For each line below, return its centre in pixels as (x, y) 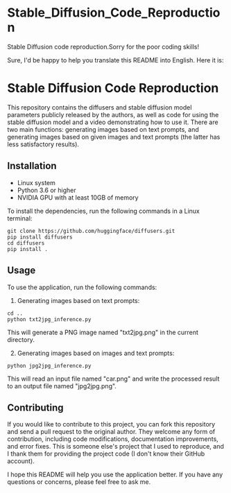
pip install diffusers (40, 237)
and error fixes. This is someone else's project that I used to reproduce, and (115, 447)
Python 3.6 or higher (46, 190)
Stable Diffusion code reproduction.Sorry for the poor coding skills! (103, 46)
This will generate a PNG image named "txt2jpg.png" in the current (103, 332)
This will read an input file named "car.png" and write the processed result (113, 379)
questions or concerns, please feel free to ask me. (79, 482)
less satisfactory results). (43, 144)
